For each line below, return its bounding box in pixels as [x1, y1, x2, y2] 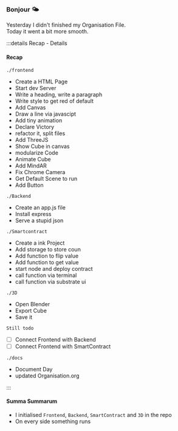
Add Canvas [15, 103, 46, 111]
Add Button [15, 181, 44, 189]
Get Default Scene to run [15, 175, 78, 182]
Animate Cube [15, 155, 52, 163]
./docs [6, 355, 23, 361]
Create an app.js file [15, 203, 66, 211]
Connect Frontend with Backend [15, 335, 96, 343]
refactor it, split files [15, 130, 66, 137]
